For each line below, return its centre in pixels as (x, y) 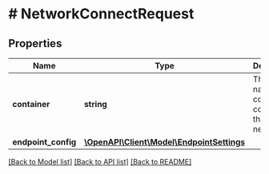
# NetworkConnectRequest (101, 14)
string (96, 104)
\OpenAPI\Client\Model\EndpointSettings (165, 142)
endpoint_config (44, 142)
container (31, 104)
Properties (35, 43)
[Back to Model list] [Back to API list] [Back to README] (100, 162)
